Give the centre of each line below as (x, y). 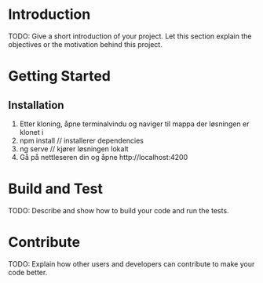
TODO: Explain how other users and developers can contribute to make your (131, 263)
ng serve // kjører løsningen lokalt (74, 149)
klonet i (31, 132)
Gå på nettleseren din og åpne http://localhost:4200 (104, 157)
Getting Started (60, 76)
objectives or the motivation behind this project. (85, 44)
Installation (36, 105)
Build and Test (56, 189)
